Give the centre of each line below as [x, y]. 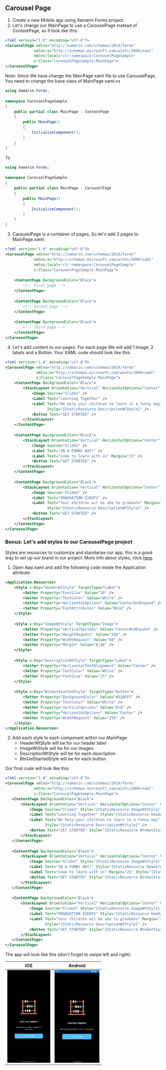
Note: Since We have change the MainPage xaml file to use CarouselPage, [81, 76]
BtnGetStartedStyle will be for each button [63, 759]
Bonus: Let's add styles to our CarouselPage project [69, 542]
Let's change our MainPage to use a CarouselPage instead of [75, 25]
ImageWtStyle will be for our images [57, 748]
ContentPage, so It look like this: [45, 30]
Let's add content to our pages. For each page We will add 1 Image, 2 [83, 347]
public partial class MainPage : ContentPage [62, 112]
